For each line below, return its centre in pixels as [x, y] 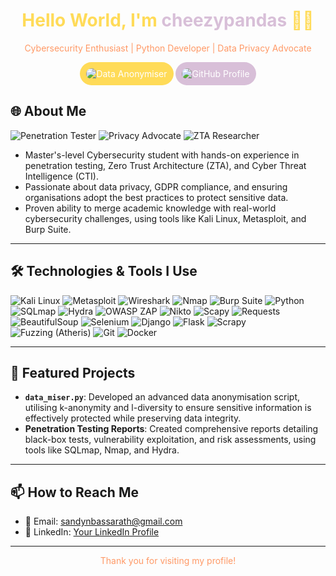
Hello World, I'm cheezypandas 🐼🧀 [168, 20]
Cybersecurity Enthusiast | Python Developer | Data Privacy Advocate [168, 48]
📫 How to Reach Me [74, 492]
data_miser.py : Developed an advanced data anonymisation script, [162, 397]
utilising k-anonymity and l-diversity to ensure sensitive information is [168, 408]
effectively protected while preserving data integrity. [133, 418]
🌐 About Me [48, 111]
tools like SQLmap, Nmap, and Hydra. [102, 450]
